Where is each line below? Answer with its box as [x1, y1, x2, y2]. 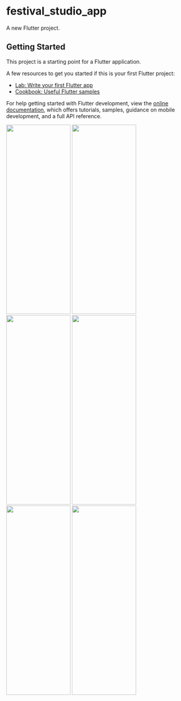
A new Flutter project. [6, 24, 60, 32]
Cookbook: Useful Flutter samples [14, 88, 100, 95]
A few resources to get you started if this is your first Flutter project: [6, 70, 175, 77]
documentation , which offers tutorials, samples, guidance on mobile [6, 106, 175, 113]
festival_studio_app [6, 4, 107, 18]
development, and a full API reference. [6, 112, 102, 119]
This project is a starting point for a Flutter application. [6, 58, 141, 65]
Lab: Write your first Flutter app [14, 81, 94, 88]
